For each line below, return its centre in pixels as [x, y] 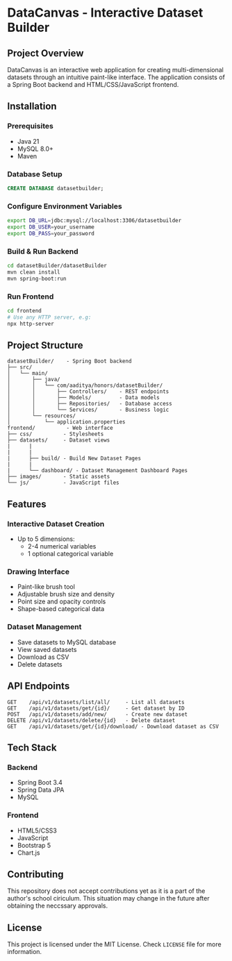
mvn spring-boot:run [37, 278]
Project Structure [45, 345]
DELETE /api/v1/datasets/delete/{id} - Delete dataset [91, 720]
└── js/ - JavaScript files [63, 483]
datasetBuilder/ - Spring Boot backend [69, 361]
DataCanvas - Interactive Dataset [105, 13]
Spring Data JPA [41, 790]
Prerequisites [30, 126]
